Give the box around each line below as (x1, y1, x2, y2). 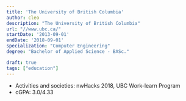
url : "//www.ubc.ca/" (6, 26, 62, 32)
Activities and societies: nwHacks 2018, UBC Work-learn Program (15, 82, 181, 89)
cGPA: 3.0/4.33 (15, 88, 54, 96)
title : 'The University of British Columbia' (6, 9, 124, 15)
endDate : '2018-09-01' (6, 37, 64, 43)
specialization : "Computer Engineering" (6, 43, 111, 49)
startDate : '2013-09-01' (6, 32, 70, 38)
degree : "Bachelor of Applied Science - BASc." (6, 49, 130, 55)
